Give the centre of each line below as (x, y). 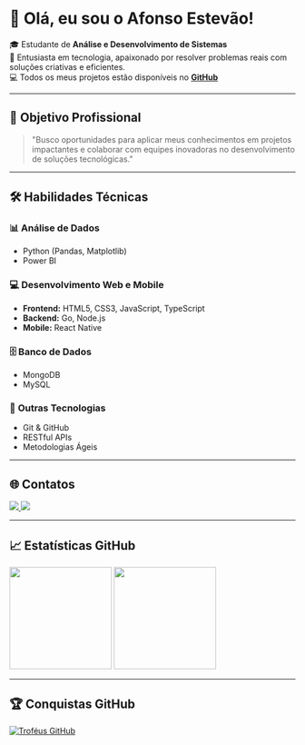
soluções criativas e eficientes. (67, 66)
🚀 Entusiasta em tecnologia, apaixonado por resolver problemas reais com (148, 57)
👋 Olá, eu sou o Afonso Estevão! (132, 19)
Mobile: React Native (62, 327)
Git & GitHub (46, 428)
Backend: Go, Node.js (64, 318)
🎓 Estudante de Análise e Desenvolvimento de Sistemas (118, 44)
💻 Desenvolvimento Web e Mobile (87, 285)
